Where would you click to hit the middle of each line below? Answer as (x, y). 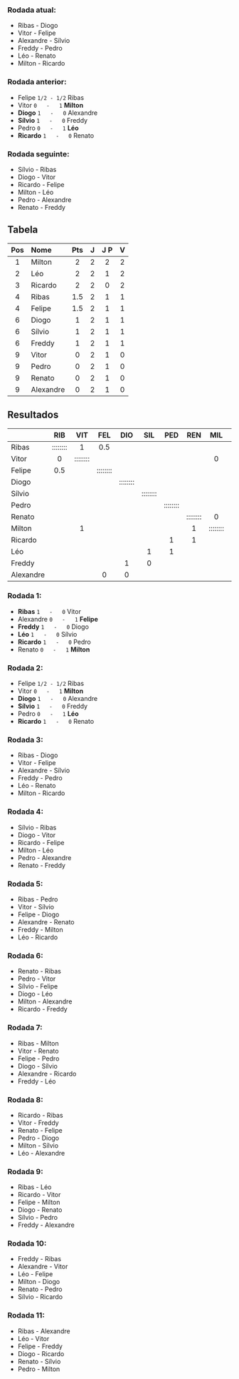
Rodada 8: (26, 1099)
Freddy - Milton (40, 930)
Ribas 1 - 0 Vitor (49, 611)
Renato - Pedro (40, 1289)
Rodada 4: (26, 812)
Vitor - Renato (38, 1051)
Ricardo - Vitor (39, 1195)
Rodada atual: (32, 10)
